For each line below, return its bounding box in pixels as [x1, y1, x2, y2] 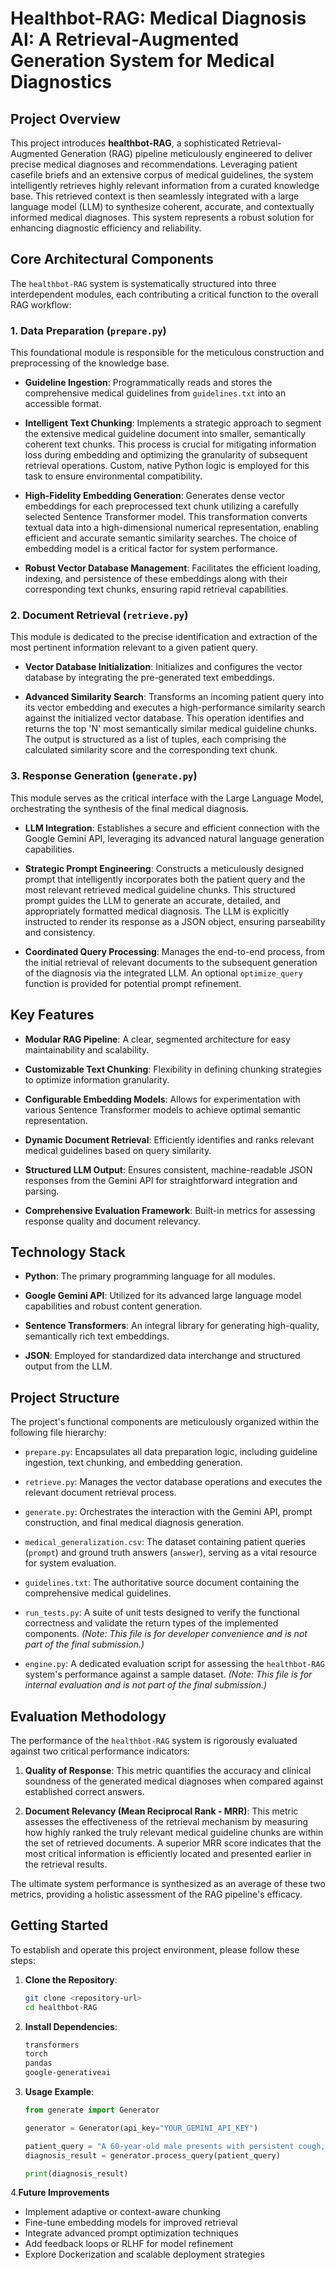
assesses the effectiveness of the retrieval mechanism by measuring [24, 1815, 309, 1827]
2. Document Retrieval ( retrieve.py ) [10, 608, 189, 622]
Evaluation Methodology [10, 1708, 167, 1725]
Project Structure [10, 1389, 120, 1406]
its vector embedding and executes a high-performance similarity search [24, 702, 326, 714]
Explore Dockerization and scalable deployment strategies [24, 2248, 265, 2261]
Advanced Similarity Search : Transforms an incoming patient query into [24, 691, 325, 703]
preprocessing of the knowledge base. [10, 357, 170, 369]
